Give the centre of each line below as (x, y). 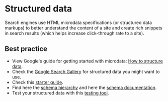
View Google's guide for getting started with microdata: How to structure (87, 61)
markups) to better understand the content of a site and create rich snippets (83, 27)
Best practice (26, 49)
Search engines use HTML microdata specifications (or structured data (78, 22)
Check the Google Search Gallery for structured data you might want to (86, 71)
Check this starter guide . (37, 82)
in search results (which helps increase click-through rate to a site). (74, 33)
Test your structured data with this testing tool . (60, 92)
